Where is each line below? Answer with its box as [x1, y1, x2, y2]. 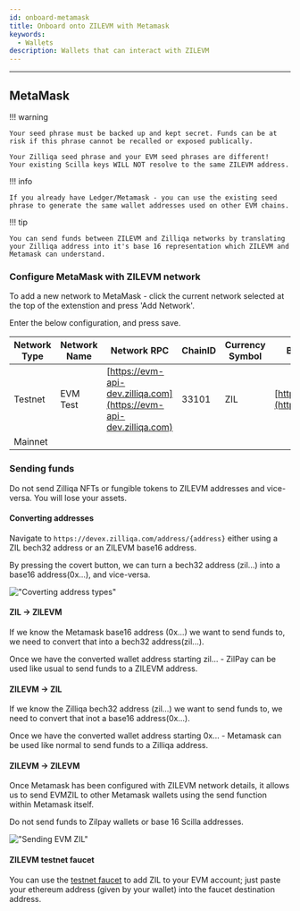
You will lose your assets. [34, 492, 128, 503]
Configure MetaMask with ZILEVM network [9, 270, 201, 283]
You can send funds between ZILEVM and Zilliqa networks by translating [9, 234, 286, 243]
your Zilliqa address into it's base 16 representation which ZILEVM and [9, 242, 290, 251]
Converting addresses [9, 513, 95, 524]
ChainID [181, 345, 217, 357]
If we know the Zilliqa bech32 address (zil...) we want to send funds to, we [9, 703, 283, 714]
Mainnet [13, 436, 48, 448]
